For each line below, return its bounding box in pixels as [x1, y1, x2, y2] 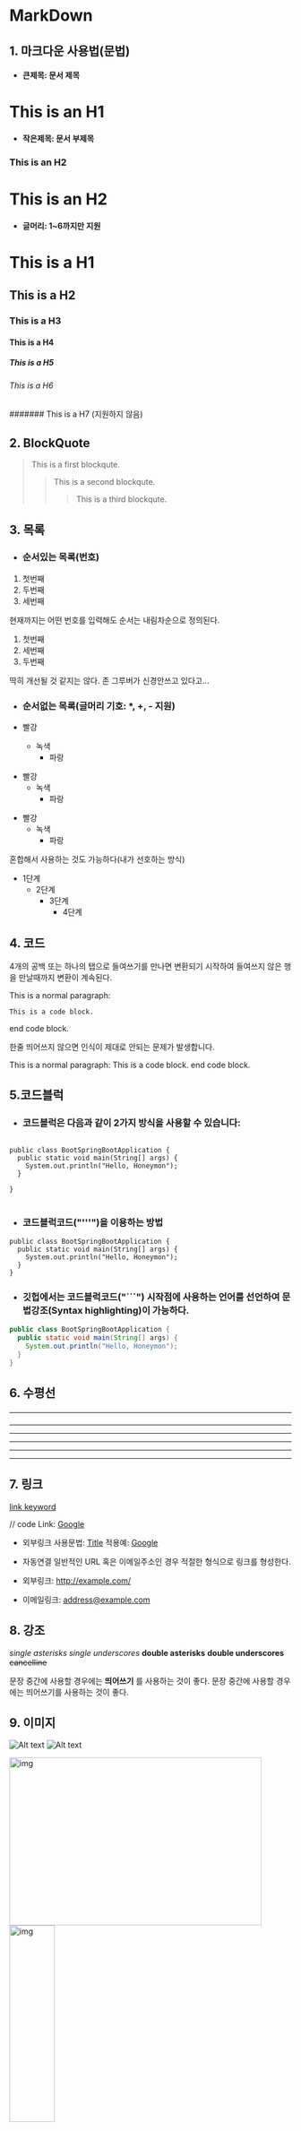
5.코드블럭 [9, 1088, 64, 1103]
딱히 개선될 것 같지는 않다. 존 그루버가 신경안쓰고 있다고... [9, 675, 210, 686]
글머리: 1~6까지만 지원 [21, 220, 101, 231]
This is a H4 [9, 337, 55, 348]
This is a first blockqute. [30, 459, 121, 470]
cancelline [9, 1657, 47, 1668]
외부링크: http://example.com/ [21, 1575, 132, 1586]
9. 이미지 [9, 1715, 56, 1730]
